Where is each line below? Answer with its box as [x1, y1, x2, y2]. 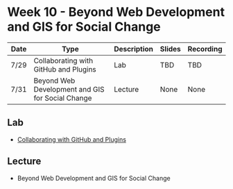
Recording [187, 44, 223, 54]
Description [114, 44, 154, 54]
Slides [159, 44, 182, 54]
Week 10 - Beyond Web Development [7, 4, 225, 20]
